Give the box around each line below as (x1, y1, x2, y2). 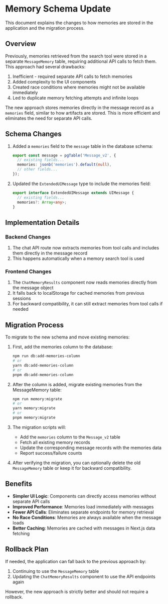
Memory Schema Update (5, 3, 111, 15)
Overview (5, 40, 37, 48)
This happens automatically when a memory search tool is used (12, 255, 144, 262)
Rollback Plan (5, 545, 49, 554)
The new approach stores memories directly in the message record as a (5, 104, 154, 111)
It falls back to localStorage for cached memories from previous (12, 290, 144, 296)
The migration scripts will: (12, 424, 66, 430)
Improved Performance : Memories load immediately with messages (12, 503, 154, 509)
